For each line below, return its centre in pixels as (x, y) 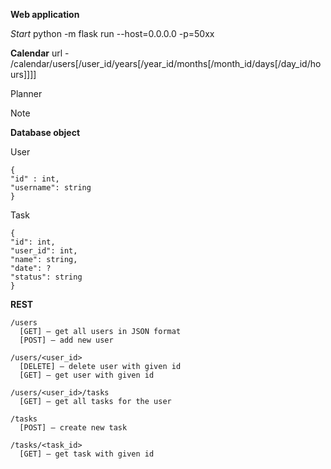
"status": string (46, 277)
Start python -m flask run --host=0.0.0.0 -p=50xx (112, 33)
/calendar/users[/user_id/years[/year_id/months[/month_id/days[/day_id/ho (166, 63)
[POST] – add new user (66, 340)
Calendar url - (40, 53)
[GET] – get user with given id (87, 375)
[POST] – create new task (73, 428)
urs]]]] (23, 74)
